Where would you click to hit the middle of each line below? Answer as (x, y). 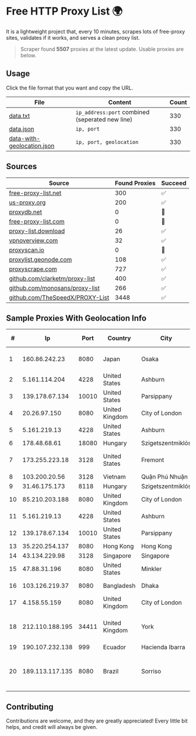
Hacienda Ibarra (163, 647)
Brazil (111, 672)
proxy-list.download (37, 231)
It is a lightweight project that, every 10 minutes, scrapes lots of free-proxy (96, 31)
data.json (22, 129)
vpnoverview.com (34, 240)
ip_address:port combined (113, 112)
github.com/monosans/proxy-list (55, 288)
